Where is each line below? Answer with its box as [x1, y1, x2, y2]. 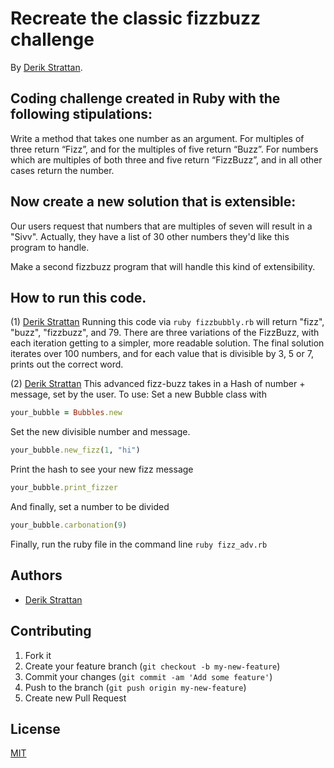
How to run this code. [10, 289, 147, 306]
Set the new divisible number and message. [10, 426, 191, 438]
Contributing [10, 623, 92, 640]
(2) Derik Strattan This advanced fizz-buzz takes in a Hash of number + [10, 378, 306, 390]
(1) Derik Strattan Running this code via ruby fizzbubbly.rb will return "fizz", [10, 316, 325, 328]
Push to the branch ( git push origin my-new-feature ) [24, 681, 247, 693]
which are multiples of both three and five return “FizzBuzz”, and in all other [10, 153, 323, 166]
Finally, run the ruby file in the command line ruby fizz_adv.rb [10, 538, 268, 550]
